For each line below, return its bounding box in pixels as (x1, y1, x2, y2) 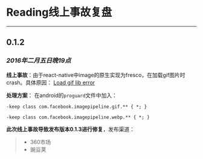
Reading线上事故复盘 (6, 5, 112, 19)
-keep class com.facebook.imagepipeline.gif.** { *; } (6, 104, 147, 110)
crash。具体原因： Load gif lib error (6, 79, 95, 86)
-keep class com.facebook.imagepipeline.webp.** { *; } (6, 114, 150, 120)
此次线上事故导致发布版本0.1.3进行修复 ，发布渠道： (6, 125, 135, 132)
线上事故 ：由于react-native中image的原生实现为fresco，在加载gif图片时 (6, 71, 185, 78)
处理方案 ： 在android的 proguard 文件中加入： (6, 92, 118, 99)
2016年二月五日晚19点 (6, 57, 71, 65)
